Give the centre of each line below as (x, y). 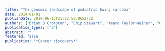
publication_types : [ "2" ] (31, 28)
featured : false (22, 37)
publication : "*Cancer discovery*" (41, 41)
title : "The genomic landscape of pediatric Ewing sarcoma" (68, 9)
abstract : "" (18, 32)
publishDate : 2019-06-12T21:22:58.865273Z (49, 18)
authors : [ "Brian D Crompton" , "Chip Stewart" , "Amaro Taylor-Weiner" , (80, 23)
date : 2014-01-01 (23, 14)
